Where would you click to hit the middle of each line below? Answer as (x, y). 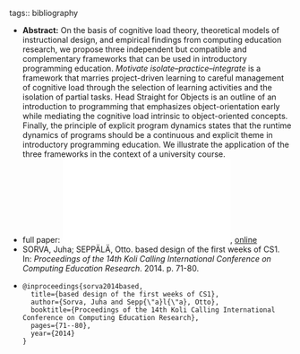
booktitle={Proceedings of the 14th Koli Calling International (153, 310)
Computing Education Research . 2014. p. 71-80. (111, 268)
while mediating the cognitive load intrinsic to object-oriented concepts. (155, 116)
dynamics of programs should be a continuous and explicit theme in (147, 135)
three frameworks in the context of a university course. (124, 154)
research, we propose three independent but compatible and (135, 49)
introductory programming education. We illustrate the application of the (155, 144)
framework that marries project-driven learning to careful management (153, 78)
